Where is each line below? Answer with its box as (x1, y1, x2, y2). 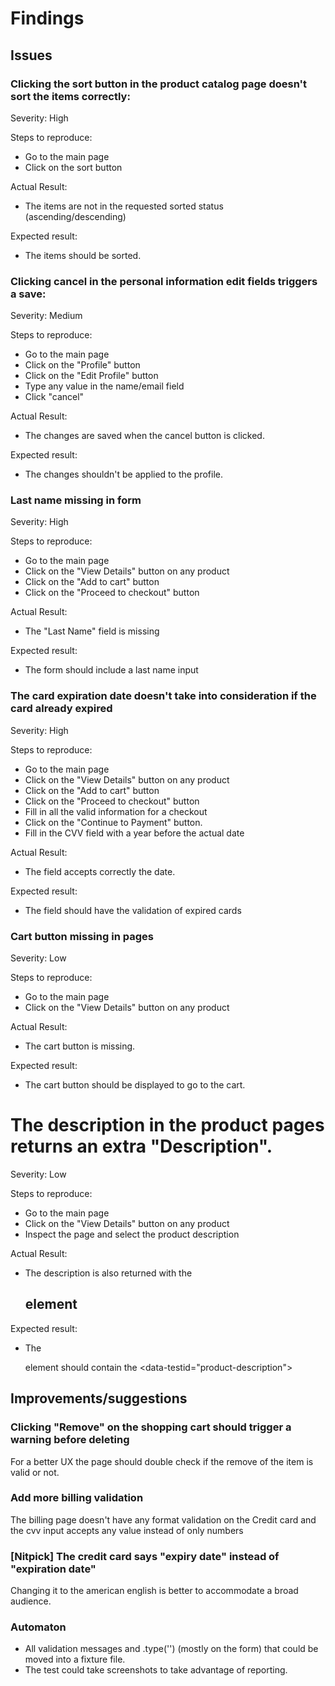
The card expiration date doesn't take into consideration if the (10, 689, 317, 703)
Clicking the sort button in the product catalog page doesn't (10, 77, 308, 91)
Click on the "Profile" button (24, 359, 141, 371)
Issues (10, 47, 53, 64)
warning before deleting (10, 1433, 130, 1447)
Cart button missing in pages (10, 929, 154, 943)
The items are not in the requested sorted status (24, 200, 224, 212)
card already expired (10, 702, 113, 716)
